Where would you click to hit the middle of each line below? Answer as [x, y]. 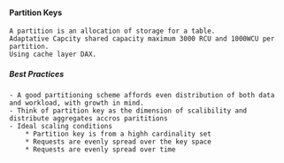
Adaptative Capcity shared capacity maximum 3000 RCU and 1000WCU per [142, 39]
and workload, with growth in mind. [77, 103]
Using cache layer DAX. [53, 54]
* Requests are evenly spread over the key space [119, 142]
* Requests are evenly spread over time [100, 150]
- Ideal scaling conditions [61, 127]
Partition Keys [36, 12]
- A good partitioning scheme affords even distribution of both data [142, 96]
